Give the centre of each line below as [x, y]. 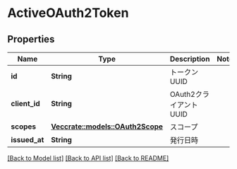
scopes [24, 127]
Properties [31, 39]
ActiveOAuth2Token [68, 13]
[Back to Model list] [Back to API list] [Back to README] [88, 158]
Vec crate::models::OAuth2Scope [107, 127]
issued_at [28, 140]
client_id [25, 104]
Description [190, 59]
